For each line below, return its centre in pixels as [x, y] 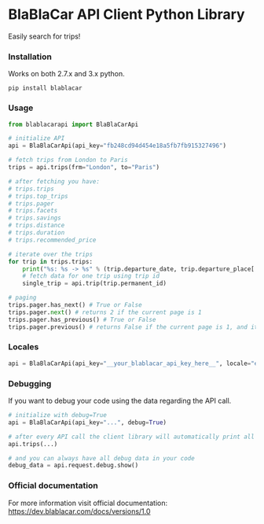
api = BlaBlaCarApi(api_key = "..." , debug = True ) [88, 423]
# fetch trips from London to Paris [68, 160]
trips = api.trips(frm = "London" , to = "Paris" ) [84, 168]
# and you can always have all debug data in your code [101, 458]
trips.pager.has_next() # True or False [75, 305]
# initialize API [37, 138]
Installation [30, 57]
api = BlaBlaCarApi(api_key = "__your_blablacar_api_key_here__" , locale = [130, 363]
